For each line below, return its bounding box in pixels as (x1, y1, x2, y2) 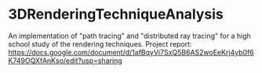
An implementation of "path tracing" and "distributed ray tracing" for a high (8, 31, 251, 40)
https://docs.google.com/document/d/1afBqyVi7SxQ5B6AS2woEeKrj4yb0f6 (8, 47, 255, 57)
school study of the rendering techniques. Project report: (8, 39, 192, 48)
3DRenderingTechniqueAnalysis (8, 5, 224, 23)
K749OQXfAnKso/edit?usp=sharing (8, 56, 123, 65)
